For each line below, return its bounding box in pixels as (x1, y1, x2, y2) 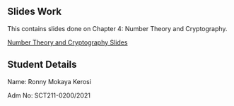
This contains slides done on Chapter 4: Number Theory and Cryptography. (7, 24, 228, 33)
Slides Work (7, 6, 62, 18)
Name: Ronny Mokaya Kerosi (7, 77, 92, 86)
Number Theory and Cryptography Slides (7, 38, 128, 47)
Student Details (7, 59, 77, 71)
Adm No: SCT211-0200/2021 (7, 91, 90, 100)
